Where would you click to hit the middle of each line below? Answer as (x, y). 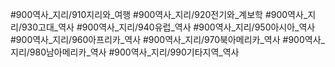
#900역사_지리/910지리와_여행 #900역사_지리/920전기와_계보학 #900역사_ (159, 14)
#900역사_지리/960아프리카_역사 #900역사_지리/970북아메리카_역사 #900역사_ (167, 39)
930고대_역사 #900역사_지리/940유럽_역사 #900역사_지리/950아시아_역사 (168, 27)
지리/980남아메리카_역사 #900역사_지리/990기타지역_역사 (125, 52)
